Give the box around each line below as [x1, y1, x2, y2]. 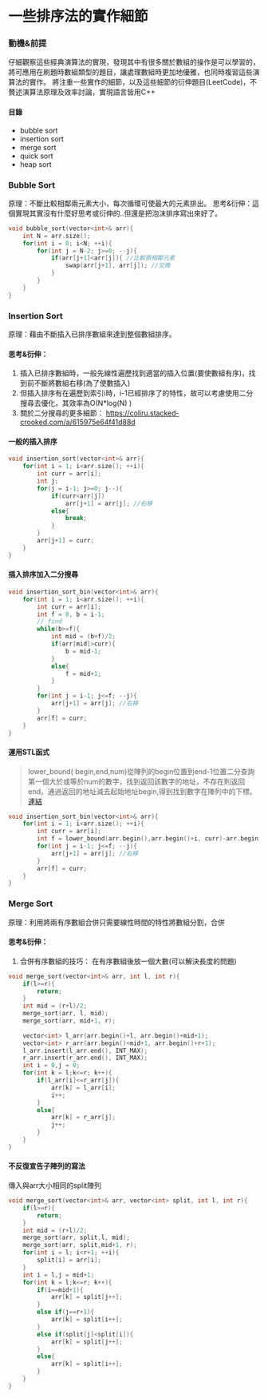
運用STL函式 [8, 747, 50, 757]
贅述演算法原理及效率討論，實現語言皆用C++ [8, 87, 156, 97]
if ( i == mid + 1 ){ [37, 1285, 84, 1294]
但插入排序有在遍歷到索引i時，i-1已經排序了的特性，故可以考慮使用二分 [19, 388, 254, 398]
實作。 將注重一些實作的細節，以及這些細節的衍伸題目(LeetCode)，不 [29, 77, 258, 87]
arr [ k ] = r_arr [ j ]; [50, 1114, 116, 1122]
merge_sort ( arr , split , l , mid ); [22, 1233, 130, 1242]
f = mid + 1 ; [65, 669, 102, 677]
